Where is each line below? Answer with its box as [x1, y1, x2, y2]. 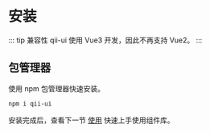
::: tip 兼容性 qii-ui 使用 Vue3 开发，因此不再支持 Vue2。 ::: [8, 35, 203, 45]
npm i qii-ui [8, 99, 52, 108]
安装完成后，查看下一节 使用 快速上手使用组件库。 [8, 115, 175, 125]
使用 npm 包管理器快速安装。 [8, 83, 105, 93]
